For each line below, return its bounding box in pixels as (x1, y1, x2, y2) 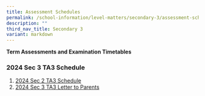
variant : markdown (6, 32, 53, 38)
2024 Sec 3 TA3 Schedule (6, 63, 85, 72)
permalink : (6, 15, 34, 21)
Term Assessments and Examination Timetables (6, 48, 132, 55)
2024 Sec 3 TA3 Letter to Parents (15, 83, 99, 91)
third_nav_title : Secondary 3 (6, 26, 84, 32)
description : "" (6, 20, 48, 26)
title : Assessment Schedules (6, 9, 81, 15)
